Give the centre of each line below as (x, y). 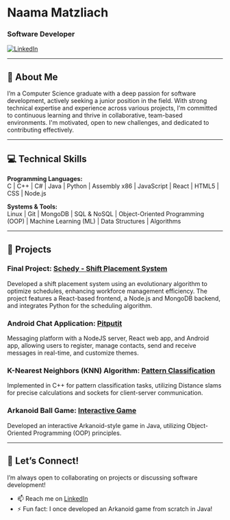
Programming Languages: (45, 179)
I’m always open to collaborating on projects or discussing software (102, 477)
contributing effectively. (40, 130)
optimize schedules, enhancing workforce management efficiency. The (107, 291)
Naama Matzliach (58, 13)
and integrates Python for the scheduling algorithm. (80, 305)
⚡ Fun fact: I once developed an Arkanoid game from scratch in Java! (115, 508)
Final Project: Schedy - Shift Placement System (87, 269)
